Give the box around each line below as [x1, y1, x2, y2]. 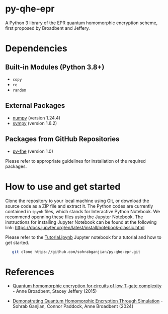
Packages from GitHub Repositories [5, 135, 120, 144]
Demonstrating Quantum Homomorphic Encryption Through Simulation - [12, 298, 163, 304]
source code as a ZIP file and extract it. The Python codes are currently [5, 203, 153, 209]
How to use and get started [5, 181, 121, 192]
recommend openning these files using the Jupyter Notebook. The [5, 214, 143, 220]
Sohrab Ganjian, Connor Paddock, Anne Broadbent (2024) [12, 303, 134, 309]
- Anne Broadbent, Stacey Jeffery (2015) [12, 288, 97, 294]
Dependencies [5, 43, 67, 54]
